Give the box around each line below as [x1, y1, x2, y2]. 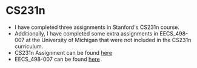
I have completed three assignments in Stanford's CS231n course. [14, 23, 180, 31]
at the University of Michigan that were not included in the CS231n [25, 36, 192, 43]
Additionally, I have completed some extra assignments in [14, 29, 159, 37]
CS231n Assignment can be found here [14, 49, 113, 56]
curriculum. [14, 43, 44, 50]
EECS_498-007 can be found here [14, 55, 101, 63]
